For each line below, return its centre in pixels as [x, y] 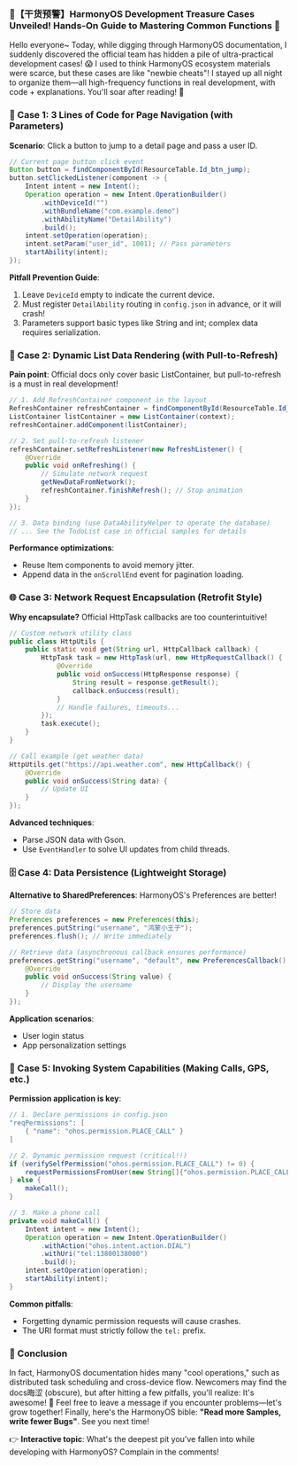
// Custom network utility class [71, 633]
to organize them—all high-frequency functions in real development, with [142, 82]
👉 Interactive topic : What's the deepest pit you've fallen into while [132, 1439]
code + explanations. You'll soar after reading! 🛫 [97, 92]
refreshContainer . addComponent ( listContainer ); [99, 425]
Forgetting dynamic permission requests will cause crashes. [131, 1321]
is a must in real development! [64, 384]
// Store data [35, 912]
